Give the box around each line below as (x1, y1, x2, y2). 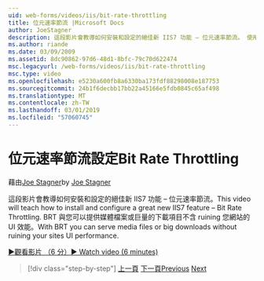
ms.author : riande (8, 41, 68, 49)
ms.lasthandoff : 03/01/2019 (8, 107, 101, 115)
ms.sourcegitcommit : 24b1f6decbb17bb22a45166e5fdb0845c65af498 (8, 84, 220, 93)
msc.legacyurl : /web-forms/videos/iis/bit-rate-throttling (8, 63, 206, 71)
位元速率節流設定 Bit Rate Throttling (8, 150, 240, 168)
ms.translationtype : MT (8, 92, 86, 100)
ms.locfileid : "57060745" (8, 114, 93, 122)
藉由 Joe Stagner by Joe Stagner (8, 177, 112, 187)
